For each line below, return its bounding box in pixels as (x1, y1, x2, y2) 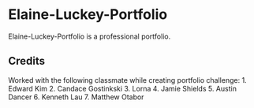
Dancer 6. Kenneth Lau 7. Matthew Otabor (8, 92, 144, 102)
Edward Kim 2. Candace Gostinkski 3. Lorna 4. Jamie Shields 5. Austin (8, 84, 237, 93)
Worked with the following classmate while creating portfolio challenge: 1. (8, 75, 247, 84)
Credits (8, 54, 46, 68)
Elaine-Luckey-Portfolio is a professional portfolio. (8, 32, 171, 41)
